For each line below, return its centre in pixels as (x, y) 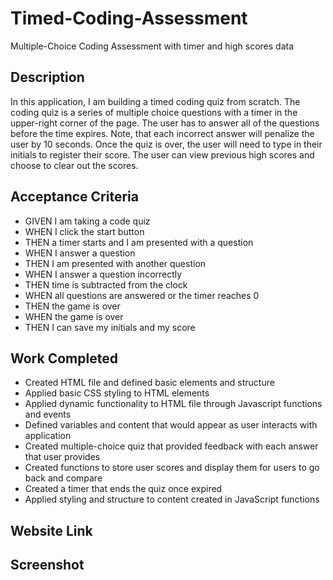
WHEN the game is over (74, 316)
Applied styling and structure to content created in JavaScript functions (172, 499)
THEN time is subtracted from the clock (106, 284)
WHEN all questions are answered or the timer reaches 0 (142, 295)
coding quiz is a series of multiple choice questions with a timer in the (154, 112)
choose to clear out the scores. (74, 165)
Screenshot (47, 565)
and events (48, 414)
